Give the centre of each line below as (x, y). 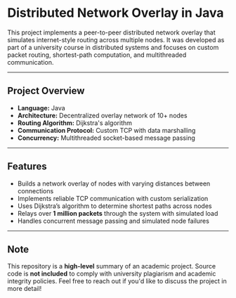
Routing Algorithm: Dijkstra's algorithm (74, 123)
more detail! (25, 289)
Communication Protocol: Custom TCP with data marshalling (106, 130)
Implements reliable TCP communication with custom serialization (113, 198)
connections (35, 190)
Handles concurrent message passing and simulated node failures (113, 221)
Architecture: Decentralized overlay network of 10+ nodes (102, 115)
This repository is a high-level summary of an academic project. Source (112, 266)
